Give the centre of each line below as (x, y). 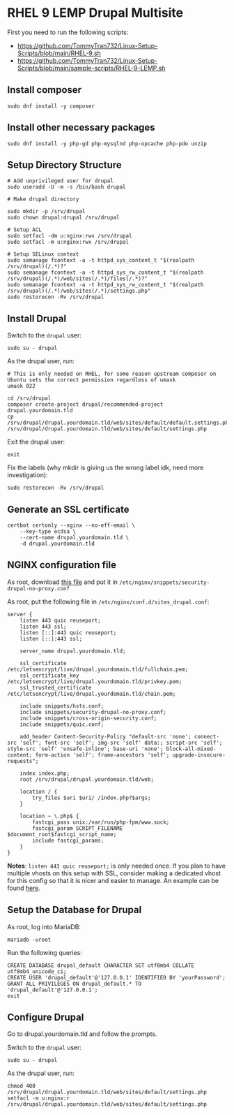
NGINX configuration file (62, 565)
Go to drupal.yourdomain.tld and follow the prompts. (83, 1034)
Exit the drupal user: (36, 442)
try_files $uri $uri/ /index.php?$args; (92, 798)
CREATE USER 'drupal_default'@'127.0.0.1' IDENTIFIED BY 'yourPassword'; (117, 977)
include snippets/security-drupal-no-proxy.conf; (93, 712)
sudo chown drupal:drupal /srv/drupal (63, 218)
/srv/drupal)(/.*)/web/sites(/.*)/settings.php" (79, 291)
